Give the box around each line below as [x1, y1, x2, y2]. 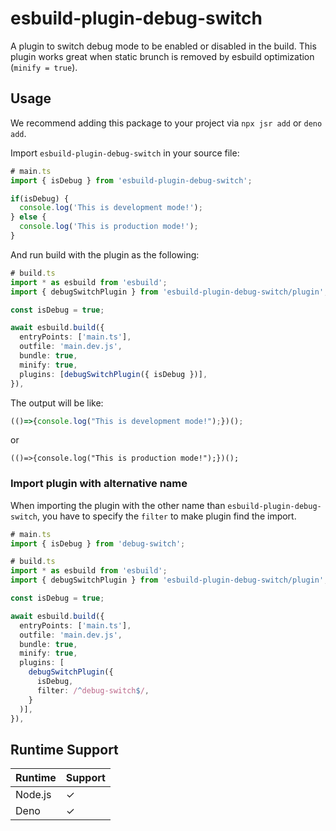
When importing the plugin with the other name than [10, 499, 226, 511]
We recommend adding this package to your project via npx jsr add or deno [10, 117, 323, 129]
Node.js [15, 788, 52, 802]
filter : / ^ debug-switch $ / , [36, 685, 150, 696]
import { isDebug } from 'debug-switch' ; [10, 538, 186, 549]
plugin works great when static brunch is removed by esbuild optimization [10, 50, 315, 62]
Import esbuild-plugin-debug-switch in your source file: [10, 147, 240, 159]
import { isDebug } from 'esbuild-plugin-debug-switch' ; [10, 175, 253, 186]
